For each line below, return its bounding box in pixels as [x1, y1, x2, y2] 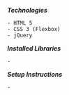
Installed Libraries [7, 44, 61, 52]
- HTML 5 [7, 20, 33, 27]
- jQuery [7, 32, 33, 39]
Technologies [7, 6, 47, 14]
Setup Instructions [7, 70, 63, 78]
